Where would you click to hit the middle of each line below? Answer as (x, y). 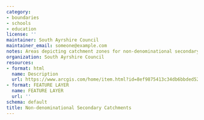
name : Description (35, 74)
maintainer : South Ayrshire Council (53, 40)
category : (19, 12)
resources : (20, 62)
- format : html (25, 68)
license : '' (21, 35)
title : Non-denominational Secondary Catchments (69, 108)
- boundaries (23, 18)
